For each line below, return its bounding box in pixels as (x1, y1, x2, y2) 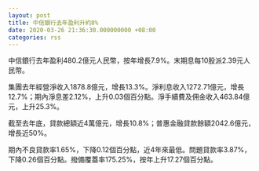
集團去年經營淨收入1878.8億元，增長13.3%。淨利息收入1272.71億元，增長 (8, 82, 245, 92)
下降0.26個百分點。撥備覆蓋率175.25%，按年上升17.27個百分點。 (8, 155, 218, 165)
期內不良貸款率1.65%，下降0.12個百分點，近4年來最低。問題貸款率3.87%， (8, 145, 252, 155)
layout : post (8, 11, 51, 20)
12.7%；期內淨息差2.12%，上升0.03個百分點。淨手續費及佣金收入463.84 (8, 92, 243, 102)
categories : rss (8, 33, 61, 42)
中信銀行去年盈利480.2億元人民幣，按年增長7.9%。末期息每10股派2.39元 (8, 56, 244, 65)
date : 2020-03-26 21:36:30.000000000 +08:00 (8, 26, 156, 34)
